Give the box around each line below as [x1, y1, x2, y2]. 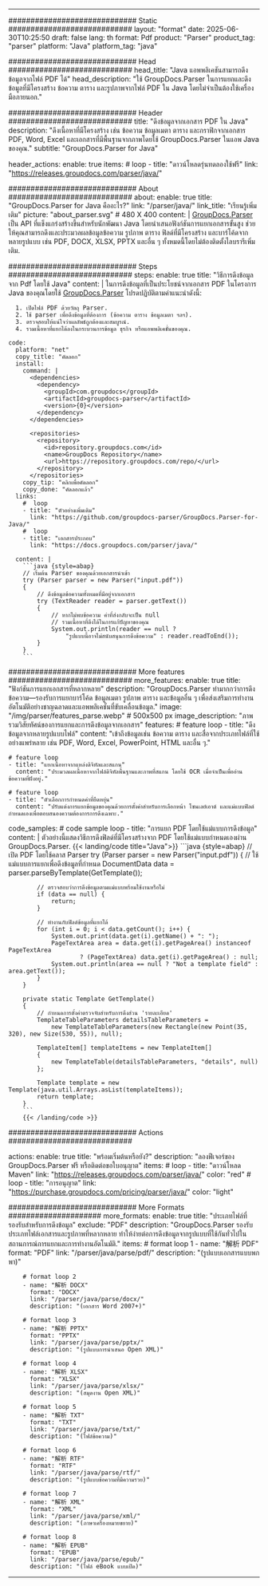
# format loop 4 [22, 1359, 77, 1367]
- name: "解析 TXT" [22, 1411, 85, 1419]
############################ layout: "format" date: [8, 25, 205, 34]
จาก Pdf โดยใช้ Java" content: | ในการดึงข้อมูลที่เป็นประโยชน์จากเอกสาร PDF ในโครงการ [8, 279, 257, 288]
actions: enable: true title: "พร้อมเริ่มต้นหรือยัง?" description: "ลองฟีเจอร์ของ [8, 1152, 235, 1161]
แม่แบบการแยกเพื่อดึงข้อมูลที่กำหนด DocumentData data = [8, 859, 175, 868]
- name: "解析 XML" [22, 1498, 85, 1506]
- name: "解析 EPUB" [22, 1541, 89, 1549]
